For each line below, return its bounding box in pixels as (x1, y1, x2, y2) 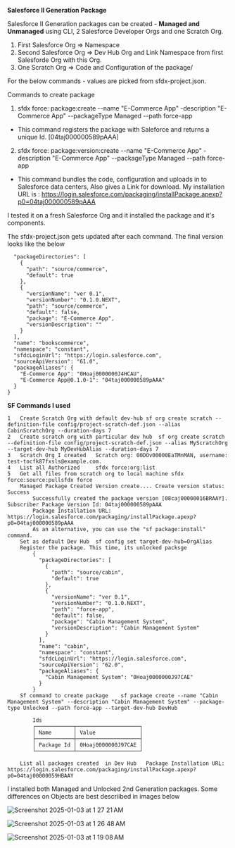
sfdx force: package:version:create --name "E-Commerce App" (17, 146, 202, 154)
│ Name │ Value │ (32, 729, 143, 736)
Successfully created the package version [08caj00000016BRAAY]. (32, 495, 229, 502)
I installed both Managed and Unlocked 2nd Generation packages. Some (7, 785, 218, 793)
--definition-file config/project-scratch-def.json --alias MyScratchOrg (7, 439, 229, 447)
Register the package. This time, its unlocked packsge (20, 544, 188, 551)
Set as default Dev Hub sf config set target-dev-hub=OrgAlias (20, 538, 212, 545)
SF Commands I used (7, 401, 70, 409)
